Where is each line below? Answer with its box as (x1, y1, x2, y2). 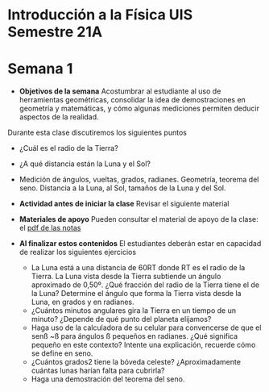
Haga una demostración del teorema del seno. (31, 374, 185, 384)
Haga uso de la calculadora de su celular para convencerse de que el (31, 323, 262, 332)
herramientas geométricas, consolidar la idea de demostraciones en (19, 95, 246, 105)
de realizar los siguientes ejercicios (19, 248, 137, 257)
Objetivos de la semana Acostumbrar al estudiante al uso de (19, 86, 221, 96)
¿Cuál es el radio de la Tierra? (19, 144, 118, 153)
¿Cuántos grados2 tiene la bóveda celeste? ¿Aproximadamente (31, 357, 241, 367)
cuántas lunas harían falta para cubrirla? (31, 365, 166, 376)
